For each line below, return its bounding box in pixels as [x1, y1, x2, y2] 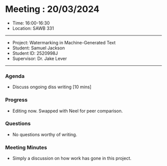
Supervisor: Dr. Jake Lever [12, 55, 67, 61]
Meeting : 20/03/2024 [5, 3, 99, 15]
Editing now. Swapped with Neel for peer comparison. [12, 108, 123, 114]
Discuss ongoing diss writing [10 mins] [12, 84, 92, 90]
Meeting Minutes [5, 144, 47, 151]
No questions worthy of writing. [12, 131, 78, 138]
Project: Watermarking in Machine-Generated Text [12, 39, 116, 45]
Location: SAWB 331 [12, 25, 54, 31]
